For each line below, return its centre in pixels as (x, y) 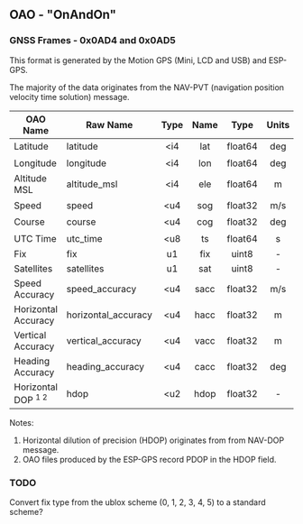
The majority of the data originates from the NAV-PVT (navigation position (147, 87)
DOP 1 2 (31, 400)
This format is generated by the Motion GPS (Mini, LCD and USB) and (138, 60)
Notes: (22, 422)
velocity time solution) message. (69, 97)
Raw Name (109, 124)
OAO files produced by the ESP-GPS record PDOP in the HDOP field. (149, 459)
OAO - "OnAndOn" (63, 15)
